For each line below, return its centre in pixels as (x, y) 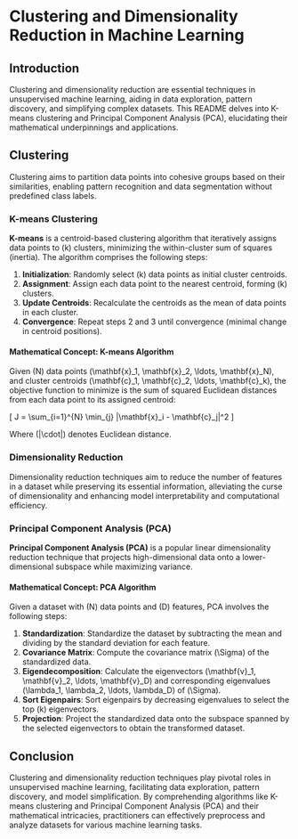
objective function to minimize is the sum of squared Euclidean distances (143, 390)
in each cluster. (50, 313)
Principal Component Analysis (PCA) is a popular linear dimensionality (140, 547)
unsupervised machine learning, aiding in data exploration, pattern (131, 99)
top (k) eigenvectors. (60, 709)
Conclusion (42, 756)
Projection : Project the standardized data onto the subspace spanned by (156, 719)
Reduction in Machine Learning (127, 35)
